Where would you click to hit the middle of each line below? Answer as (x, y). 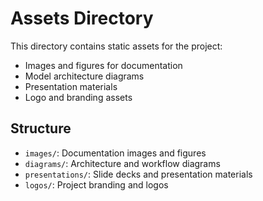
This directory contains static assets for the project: (116, 46)
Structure (41, 128)
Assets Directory (82, 18)
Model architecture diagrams (84, 76)
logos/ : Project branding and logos (96, 184)
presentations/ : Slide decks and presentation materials (138, 174)
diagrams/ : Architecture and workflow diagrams (122, 163)
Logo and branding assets (78, 97)
